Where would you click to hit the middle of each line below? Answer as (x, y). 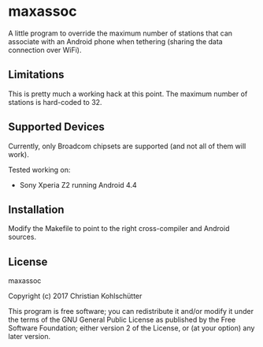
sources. (22, 237)
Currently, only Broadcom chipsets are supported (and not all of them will (127, 146)
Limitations (36, 75)
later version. (30, 337)
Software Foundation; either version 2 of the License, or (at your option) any (131, 328)
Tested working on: (39, 170)
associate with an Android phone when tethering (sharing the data (115, 41)
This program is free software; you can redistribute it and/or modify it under (131, 312)
